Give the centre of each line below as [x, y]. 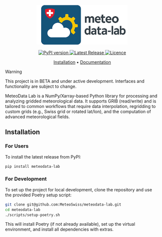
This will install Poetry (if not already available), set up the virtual [70, 224]
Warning [13, 72]
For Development [26, 179]
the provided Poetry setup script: [38, 195]
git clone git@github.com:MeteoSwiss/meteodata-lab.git [63, 204]
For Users [17, 146]
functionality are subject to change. [41, 86]
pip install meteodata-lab [33, 166]
